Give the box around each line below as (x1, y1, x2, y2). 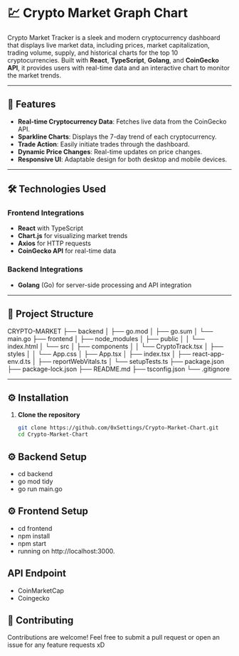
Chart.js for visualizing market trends (17, 232, 128, 240)
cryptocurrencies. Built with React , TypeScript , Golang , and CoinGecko (7, 55, 219, 64)
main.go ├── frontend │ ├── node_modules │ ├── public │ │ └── (7, 334, 205, 343)
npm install (17, 532, 51, 540)
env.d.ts (7, 357, 31, 365)
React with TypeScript (17, 224, 84, 232)
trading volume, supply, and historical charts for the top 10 (7, 48, 179, 57)
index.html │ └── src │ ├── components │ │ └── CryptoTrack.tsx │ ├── (7, 342, 224, 350)
